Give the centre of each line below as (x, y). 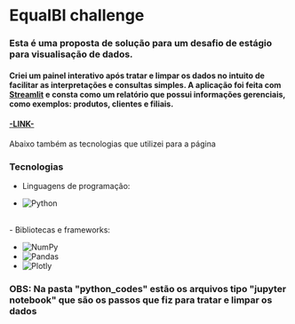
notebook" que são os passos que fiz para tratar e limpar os (141, 300)
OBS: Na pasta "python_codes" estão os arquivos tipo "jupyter (148, 289)
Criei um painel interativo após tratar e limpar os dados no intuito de (137, 75)
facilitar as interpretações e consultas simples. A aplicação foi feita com (145, 84)
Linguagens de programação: (76, 186)
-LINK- (22, 124)
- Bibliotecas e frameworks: (60, 230)
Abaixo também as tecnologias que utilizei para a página (112, 144)
